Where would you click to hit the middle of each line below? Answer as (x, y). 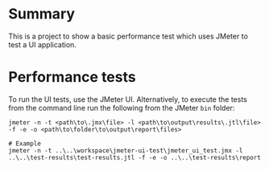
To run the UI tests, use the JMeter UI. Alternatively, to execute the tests (128, 99)
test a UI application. (42, 44)
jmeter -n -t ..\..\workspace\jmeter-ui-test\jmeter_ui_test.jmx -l (126, 150)
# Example (25, 144)
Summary (41, 14)
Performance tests (72, 77)
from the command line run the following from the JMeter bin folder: (122, 107)
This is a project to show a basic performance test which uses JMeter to (128, 36)
